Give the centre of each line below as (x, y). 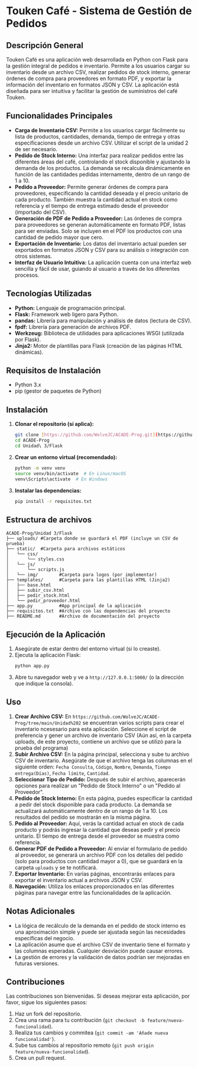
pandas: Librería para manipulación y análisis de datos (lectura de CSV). (103, 321)
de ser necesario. (36, 149)
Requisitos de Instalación (53, 371)
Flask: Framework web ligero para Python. (66, 314)
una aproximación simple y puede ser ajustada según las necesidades (100, 932)
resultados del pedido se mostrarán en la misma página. (83, 817)
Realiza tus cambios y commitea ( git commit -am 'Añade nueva (91, 1033)
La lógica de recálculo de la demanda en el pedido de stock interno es (100, 925)
